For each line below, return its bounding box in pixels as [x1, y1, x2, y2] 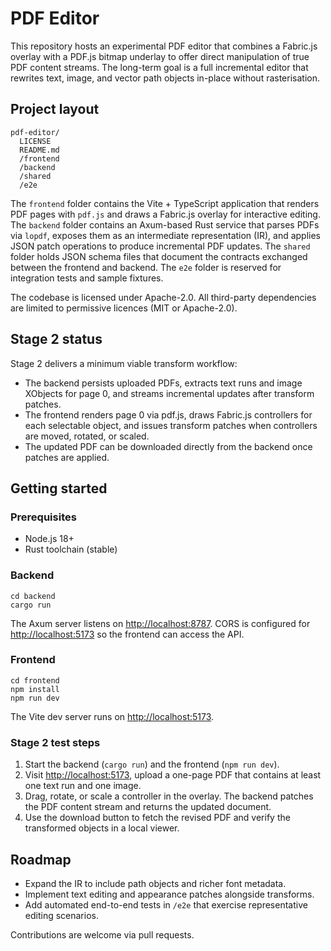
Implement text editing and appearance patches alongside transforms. [24, 888, 315, 900]
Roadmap [10, 851, 72, 868]
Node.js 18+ [24, 533, 75, 545]
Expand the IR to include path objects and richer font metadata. [24, 877, 287, 889]
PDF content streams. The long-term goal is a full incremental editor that [10, 61, 309, 73]
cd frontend [10, 675, 60, 686]
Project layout [10, 101, 100, 118]
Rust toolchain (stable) [24, 543, 118, 556]
